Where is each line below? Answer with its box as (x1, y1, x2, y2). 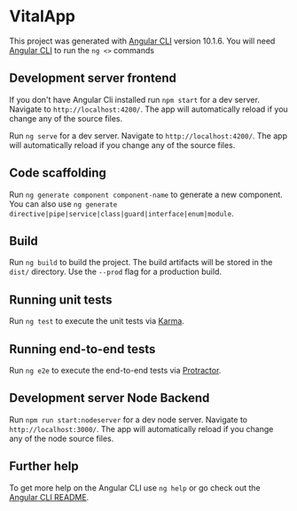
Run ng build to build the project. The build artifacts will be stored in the (9, 257, 273, 268)
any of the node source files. (9, 433, 114, 444)
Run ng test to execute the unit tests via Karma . (9, 316, 184, 326)
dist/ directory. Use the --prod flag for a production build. (9, 266, 222, 277)
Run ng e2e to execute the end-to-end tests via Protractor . (9, 366, 222, 375)
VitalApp (9, 6, 75, 27)
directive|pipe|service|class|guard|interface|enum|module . (9, 208, 234, 218)
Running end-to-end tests (9, 342, 156, 357)
